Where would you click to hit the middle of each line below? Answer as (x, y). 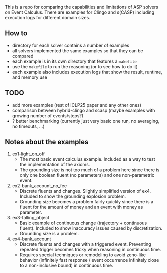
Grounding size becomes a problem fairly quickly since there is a (86, 202)
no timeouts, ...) (28, 126)
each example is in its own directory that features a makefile (75, 61)
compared (23, 56)
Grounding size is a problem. (49, 234)
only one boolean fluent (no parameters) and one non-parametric (87, 175)
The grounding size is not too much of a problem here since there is (89, 170)
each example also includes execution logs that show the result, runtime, (87, 72)
